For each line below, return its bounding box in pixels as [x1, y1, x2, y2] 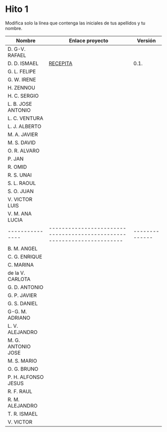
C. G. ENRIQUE [7, 253, 42, 260]
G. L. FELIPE [7, 68, 36, 75]
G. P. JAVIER [7, 292, 37, 299]
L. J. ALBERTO [7, 123, 41, 130]
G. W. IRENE [7, 76, 36, 83]
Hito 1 [5, 3, 29, 15]
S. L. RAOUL [7, 180, 36, 187]
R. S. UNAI [7, 171, 32, 178]
